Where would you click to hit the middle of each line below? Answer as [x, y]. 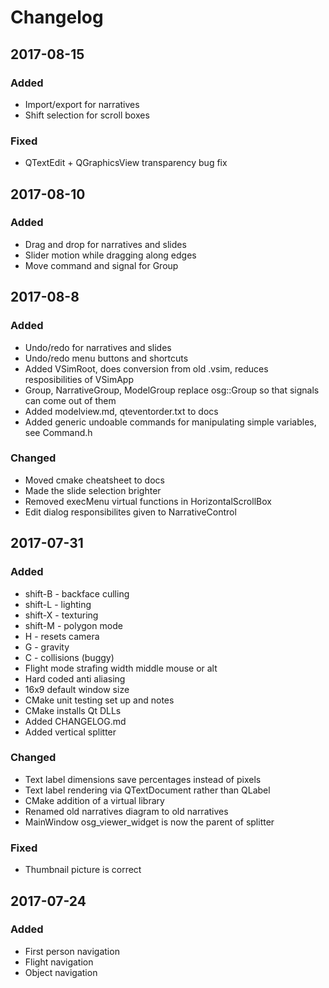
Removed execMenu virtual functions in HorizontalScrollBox [148, 501]
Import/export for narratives [82, 104]
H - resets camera [62, 636]
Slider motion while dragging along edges [110, 255]
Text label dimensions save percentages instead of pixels [143, 779]
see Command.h [58, 432]
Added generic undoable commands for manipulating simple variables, [170, 422]
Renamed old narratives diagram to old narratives [126, 811]
